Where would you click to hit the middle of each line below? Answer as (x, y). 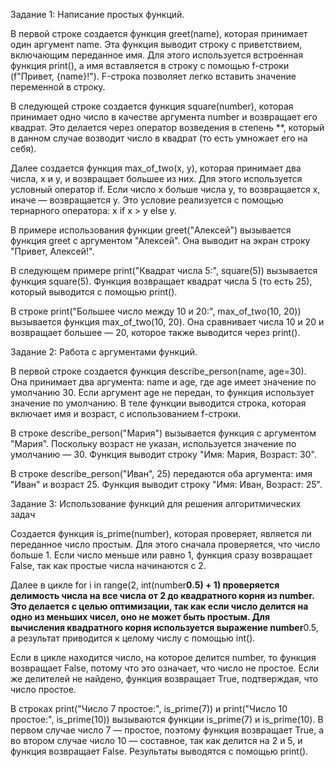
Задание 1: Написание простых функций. (97, 14)
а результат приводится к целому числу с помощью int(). (133, 638)
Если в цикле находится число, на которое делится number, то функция (163, 657)
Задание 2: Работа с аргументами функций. (104, 352)
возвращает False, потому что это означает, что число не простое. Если (165, 668)
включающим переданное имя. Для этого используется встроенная (157, 55)
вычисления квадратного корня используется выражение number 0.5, (164, 627)
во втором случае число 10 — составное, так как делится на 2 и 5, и (156, 740)
